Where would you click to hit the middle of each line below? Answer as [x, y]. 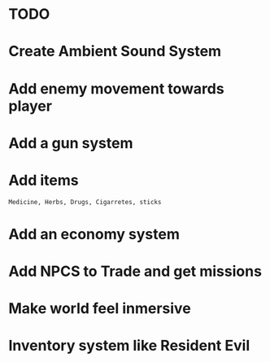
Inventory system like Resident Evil [129, 346]
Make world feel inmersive [100, 309]
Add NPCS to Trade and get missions [135, 271]
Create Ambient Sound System [115, 52]
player [30, 106]
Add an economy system [94, 234]
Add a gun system [71, 143]
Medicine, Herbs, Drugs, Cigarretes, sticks [85, 202]
